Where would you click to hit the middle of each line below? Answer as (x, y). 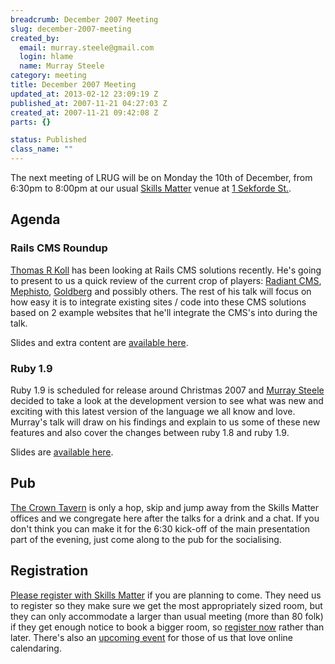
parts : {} (31, 122)
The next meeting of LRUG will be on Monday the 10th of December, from (161, 177)
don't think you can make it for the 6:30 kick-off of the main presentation (160, 528)
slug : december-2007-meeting (71, 29)
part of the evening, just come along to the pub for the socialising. (146, 539)
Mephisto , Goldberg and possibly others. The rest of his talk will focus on (161, 291)
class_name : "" (42, 149)
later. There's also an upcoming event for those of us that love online (151, 637)
